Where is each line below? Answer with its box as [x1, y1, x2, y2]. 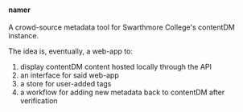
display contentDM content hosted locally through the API [19, 62, 212, 72]
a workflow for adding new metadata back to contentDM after [19, 87, 225, 98]
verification [19, 96, 58, 106]
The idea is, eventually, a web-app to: [8, 46, 133, 56]
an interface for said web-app [19, 70, 119, 80]
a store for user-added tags [19, 79, 112, 89]
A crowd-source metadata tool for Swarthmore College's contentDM [8, 22, 235, 32]
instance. [8, 31, 39, 41]
